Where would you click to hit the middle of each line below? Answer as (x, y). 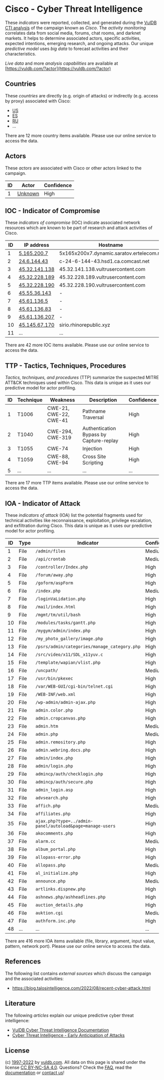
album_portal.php (55, 849)
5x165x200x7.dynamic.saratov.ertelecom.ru (111, 253)
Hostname (111, 245)
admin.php (47, 734)
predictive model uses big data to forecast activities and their (67, 48)
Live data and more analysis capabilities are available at (61, 63)
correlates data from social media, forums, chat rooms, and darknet (73, 33)
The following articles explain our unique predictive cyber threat (70, 1015)
